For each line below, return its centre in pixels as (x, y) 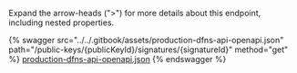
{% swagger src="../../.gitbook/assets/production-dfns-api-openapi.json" (146, 40)
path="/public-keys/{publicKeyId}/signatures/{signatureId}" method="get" (148, 50)
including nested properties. (61, 23)
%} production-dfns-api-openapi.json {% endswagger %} (118, 59)
